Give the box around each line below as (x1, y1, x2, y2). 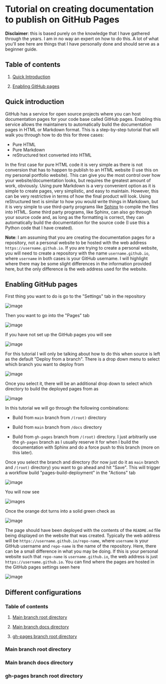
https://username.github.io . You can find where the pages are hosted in (5, 559, 155, 565)
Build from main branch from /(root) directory (12, 415, 107, 421)
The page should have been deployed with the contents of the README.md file (5, 527, 161, 533)
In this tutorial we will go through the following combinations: (5, 405, 129, 411)
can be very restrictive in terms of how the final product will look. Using (5, 193, 151, 199)
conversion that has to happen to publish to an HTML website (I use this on (5, 167, 159, 173)
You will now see (5, 489, 40, 495)
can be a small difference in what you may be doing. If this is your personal (5, 548, 159, 554)
